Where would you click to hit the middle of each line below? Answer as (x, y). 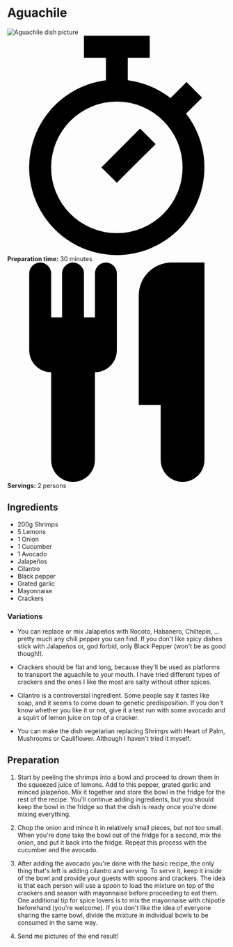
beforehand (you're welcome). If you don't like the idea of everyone (114, 907)
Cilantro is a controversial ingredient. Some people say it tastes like (113, 696)
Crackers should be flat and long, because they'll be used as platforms (119, 667)
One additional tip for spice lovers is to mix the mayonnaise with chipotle (121, 900)
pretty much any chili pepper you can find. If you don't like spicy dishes (120, 639)
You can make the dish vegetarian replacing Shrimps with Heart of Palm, (121, 731)
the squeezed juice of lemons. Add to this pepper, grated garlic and (114, 784)
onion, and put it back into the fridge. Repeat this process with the (112, 842)
